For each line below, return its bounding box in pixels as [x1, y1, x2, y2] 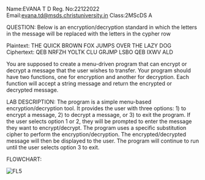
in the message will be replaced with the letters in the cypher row [6, 30, 171, 37]
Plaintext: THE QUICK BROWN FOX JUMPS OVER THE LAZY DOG [6, 42, 172, 49]
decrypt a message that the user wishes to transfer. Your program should [6, 67, 191, 74]
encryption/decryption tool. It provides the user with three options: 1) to [6, 105, 187, 112]
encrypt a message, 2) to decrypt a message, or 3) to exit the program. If [6, 111, 191, 118]
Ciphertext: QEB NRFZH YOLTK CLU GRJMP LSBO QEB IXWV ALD [6, 48, 173, 56]
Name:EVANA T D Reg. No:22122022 [6, 6, 100, 12]
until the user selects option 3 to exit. [6, 144, 100, 151]
